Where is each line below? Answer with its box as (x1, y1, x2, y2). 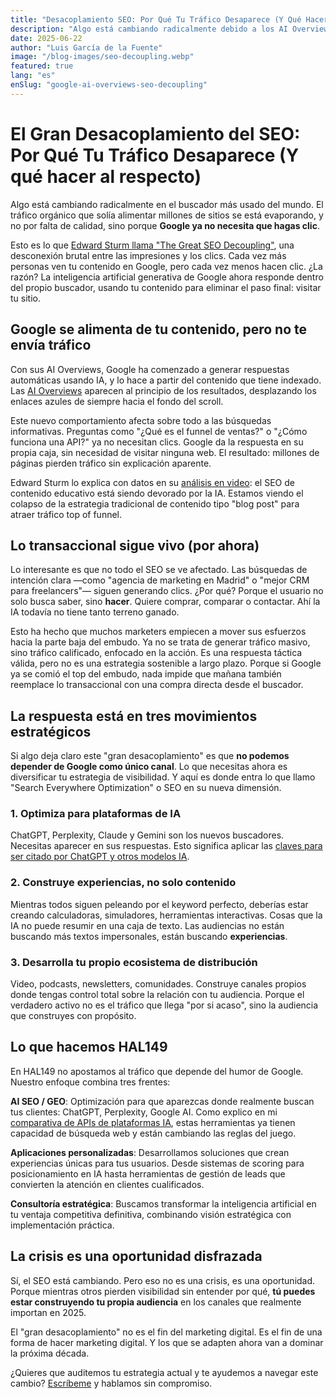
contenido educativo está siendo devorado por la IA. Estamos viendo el (10, 487, 304, 499)
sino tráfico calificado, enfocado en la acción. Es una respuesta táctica (10, 647, 303, 659)
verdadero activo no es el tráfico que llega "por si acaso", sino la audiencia (10, 999, 319, 1011)
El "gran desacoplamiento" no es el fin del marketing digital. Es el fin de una (10, 1326, 323, 1338)
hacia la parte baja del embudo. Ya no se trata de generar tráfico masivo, (10, 636, 311, 648)
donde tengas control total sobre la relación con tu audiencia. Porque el (10, 989, 305, 1001)
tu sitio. (10, 292, 41, 304)
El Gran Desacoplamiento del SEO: (10, 122, 301, 145)
